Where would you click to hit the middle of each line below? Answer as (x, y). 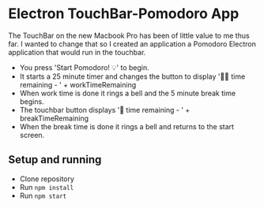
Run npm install (47, 187)
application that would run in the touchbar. (77, 52)
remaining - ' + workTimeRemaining (78, 84)
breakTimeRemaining (54, 118)
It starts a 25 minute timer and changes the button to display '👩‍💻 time (132, 76)
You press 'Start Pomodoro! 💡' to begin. (85, 67)
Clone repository (47, 179)
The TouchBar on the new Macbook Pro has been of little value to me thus (129, 35)
